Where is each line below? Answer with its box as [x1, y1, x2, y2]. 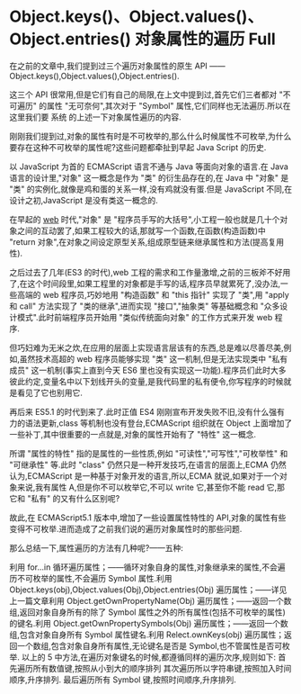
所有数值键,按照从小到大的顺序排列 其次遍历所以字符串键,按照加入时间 [32, 662, 292, 673]
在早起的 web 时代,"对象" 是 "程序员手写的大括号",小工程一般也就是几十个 [9, 213, 280, 224]
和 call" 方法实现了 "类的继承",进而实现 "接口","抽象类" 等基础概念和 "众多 [9, 301, 280, 311]
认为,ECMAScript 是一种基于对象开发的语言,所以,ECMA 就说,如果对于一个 [9, 470, 280, 481]
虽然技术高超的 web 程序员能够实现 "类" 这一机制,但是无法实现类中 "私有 [19, 353, 288, 364]
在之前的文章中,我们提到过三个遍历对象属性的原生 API [9, 60, 208, 71]
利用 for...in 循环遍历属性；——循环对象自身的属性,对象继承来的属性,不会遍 [9, 562, 286, 572]
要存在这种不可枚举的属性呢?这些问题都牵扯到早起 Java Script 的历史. [9, 141, 267, 152]
